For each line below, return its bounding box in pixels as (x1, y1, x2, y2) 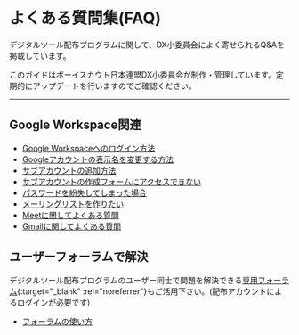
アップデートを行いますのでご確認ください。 (32, 80, 197, 91)
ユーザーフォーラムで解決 (9, 249, 149, 265)
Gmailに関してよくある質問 (21, 220, 122, 232)
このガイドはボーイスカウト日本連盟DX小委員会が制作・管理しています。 (9, 69, 276, 80)
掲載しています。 (9, 50, 71, 61)
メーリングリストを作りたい (21, 198, 125, 209)
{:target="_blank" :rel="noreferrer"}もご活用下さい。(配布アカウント (17, 286, 267, 297)
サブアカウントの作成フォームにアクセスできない (21, 176, 202, 187)
